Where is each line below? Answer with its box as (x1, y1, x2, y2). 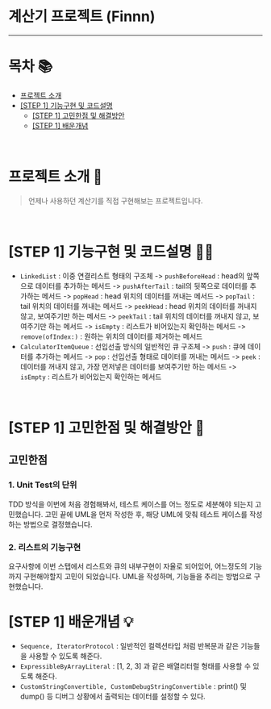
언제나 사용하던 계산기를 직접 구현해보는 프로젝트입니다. (27, 195, 203, 206)
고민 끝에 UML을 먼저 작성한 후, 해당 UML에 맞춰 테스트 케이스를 (44, 509, 248, 519)
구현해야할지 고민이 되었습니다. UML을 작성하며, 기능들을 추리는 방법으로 (23, 571, 252, 581)
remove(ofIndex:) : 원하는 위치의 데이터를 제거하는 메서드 (19, 332, 203, 341)
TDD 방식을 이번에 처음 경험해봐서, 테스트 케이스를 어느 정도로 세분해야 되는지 (8, 499, 253, 509)
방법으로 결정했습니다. (23, 519, 93, 529)
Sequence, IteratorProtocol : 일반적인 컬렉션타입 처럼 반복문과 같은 (19, 640, 240, 650)
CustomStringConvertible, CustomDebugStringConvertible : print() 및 (19, 681, 248, 690)
